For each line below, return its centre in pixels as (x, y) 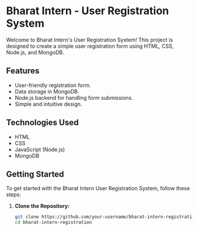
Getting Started (35, 174)
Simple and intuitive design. (48, 104)
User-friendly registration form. (53, 85)
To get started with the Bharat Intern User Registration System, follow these (98, 188)
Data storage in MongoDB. (47, 91)
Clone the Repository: (42, 206)
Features (23, 71)
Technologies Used (42, 123)
